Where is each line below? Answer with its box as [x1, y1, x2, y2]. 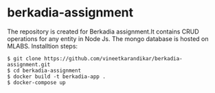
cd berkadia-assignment [13, 67, 81, 74]
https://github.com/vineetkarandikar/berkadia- [43, 55, 183, 62]
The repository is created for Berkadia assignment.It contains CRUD [7, 27, 199, 36]
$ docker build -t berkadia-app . [7, 73, 106, 80]
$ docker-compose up [7, 79, 67, 86]
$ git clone [7, 55, 41, 62]
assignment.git [7, 61, 51, 68]
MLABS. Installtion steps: [7, 42, 78, 50]
